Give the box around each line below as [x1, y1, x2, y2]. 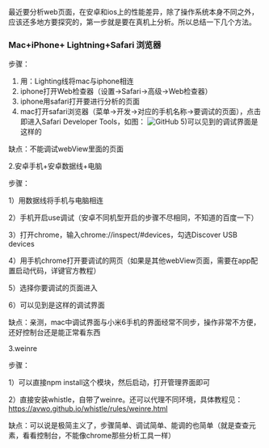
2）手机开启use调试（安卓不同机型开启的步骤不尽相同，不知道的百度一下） [8, 213, 258, 222]
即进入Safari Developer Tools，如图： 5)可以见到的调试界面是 [19, 116, 258, 127]
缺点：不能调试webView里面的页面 [8, 144, 124, 154]
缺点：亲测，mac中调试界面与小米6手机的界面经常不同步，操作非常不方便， [8, 318, 261, 328]
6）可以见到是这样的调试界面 [8, 300, 105, 310]
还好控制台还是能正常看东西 [8, 328, 101, 337]
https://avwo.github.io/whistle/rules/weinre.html [8, 404, 168, 414]
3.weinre [8, 344, 38, 353]
